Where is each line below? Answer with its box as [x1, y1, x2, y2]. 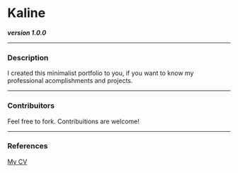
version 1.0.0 [7, 28, 47, 37]
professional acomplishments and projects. [7, 77, 133, 85]
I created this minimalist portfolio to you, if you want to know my [7, 69, 194, 77]
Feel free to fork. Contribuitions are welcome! [7, 117, 140, 125]
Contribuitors [7, 101, 55, 111]
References [7, 141, 48, 151]
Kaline [7, 5, 46, 21]
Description [7, 52, 49, 62]
